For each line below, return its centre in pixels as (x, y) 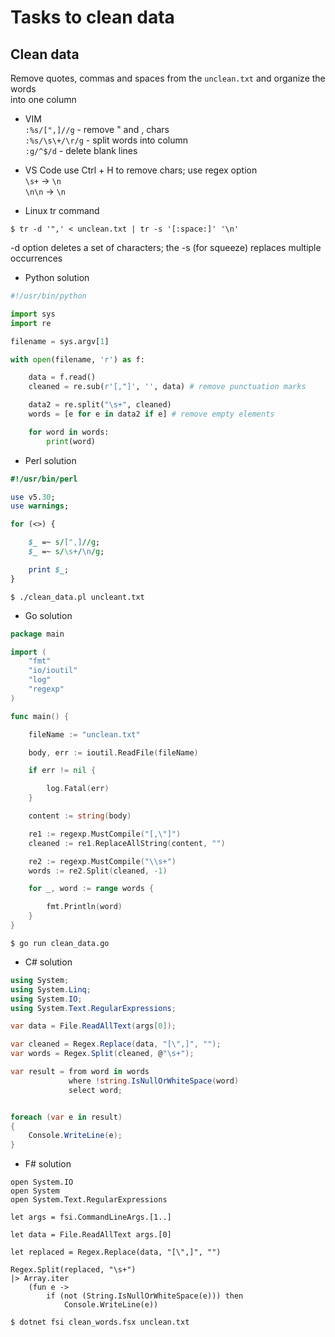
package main (37, 634)
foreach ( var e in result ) (66, 1117)
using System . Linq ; (51, 989)
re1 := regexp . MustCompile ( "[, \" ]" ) (105, 834)
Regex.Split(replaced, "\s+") (73, 1270)
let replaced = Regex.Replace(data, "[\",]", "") (116, 1252)
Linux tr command (62, 210)
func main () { (40, 716)
